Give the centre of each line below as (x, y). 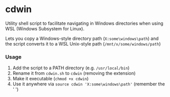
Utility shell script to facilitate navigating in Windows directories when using (84, 23)
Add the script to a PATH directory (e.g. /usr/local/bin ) (71, 68)
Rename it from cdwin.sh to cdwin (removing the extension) (74, 73)
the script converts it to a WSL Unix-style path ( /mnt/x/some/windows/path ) (83, 43)
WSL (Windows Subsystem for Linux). (45, 28)
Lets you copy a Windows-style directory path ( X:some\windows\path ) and (82, 38)
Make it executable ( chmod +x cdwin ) (50, 79)
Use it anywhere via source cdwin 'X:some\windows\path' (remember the (89, 84)
